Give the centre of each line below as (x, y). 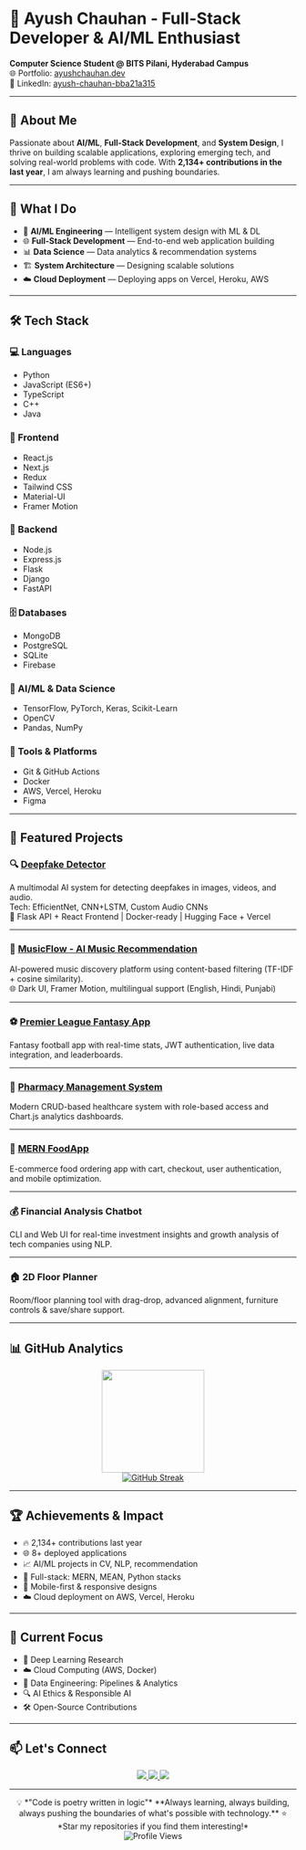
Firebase (39, 665)
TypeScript (43, 394)
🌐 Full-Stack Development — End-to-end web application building (148, 240)
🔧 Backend (33, 530)
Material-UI (44, 496)
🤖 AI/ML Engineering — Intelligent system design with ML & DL (142, 231)
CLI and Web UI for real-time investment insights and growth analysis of (144, 1234)
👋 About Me (43, 121)
